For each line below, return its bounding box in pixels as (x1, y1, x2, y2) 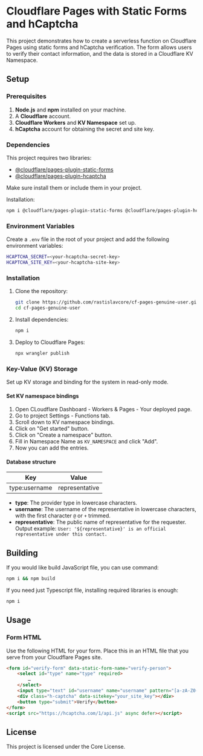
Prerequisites (6, 92, 47, 101)
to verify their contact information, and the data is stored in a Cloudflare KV (6, 50, 193, 57)
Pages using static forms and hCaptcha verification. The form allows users (6, 44, 192, 51)
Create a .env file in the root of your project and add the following (6, 236, 169, 243)
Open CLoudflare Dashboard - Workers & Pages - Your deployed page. (14, 406, 192, 413)
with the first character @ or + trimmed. (14, 512, 111, 519)
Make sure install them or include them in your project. (6, 184, 142, 191)
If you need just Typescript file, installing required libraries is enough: (6, 586, 179, 594)
